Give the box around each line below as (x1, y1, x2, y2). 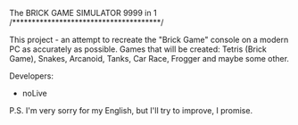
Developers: (9, 71, 54, 81)
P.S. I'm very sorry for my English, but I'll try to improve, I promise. (9, 105, 252, 115)
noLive (21, 88, 47, 98)
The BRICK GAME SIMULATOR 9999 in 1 (9, 8, 158, 18)
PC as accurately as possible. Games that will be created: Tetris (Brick (9, 44, 268, 54)
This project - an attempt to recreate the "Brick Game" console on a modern (9, 35, 289, 45)
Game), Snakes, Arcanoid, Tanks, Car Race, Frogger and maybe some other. (9, 54, 290, 63)
